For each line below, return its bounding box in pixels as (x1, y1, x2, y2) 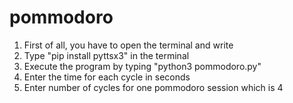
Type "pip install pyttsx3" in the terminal (23, 49, 190, 61)
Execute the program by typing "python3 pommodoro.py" (23, 60, 262, 72)
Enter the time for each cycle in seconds (23, 71, 191, 83)
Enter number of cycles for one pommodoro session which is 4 (23, 81, 284, 93)
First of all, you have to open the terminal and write (23, 39, 234, 51)
